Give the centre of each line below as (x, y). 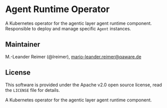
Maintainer (23, 45)
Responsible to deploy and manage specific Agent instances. (68, 28)
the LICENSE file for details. (33, 90)
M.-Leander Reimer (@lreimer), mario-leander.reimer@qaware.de (73, 57)
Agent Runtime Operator (58, 9)
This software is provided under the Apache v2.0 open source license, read (84, 85)
